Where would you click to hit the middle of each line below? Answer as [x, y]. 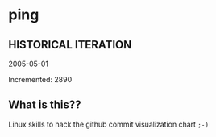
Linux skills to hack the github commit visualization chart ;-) [109, 124]
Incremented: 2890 [40, 79]
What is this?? [45, 105]
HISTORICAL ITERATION [70, 45]
